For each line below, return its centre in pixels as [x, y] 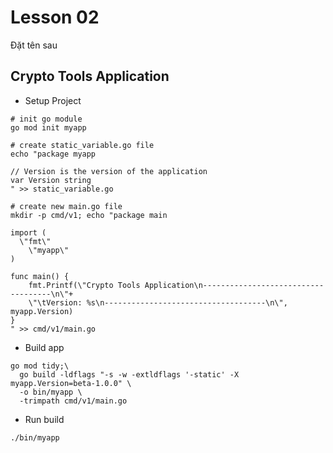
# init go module [46, 119]
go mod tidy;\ [40, 366]
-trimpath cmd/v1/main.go [73, 401]
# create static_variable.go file [82, 145]
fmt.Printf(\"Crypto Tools [84, 285]
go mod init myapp [48, 127]
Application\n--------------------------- [234, 285]
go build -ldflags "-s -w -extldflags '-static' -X [129, 374]
